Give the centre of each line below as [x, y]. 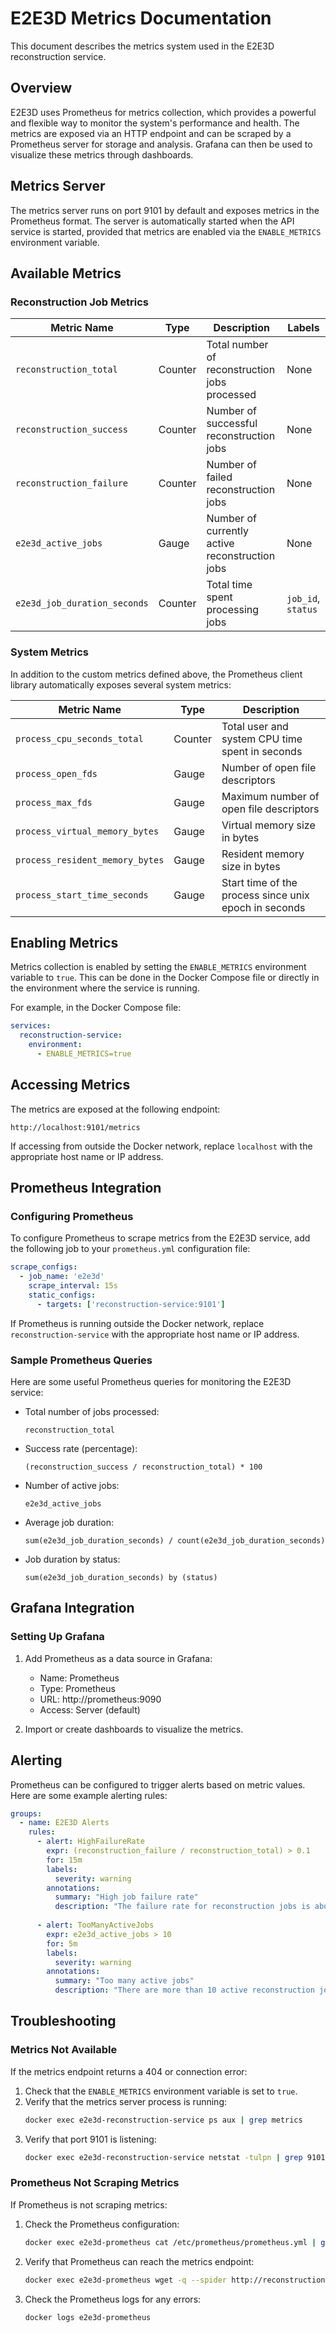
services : [31, 1026]
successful [232, 424]
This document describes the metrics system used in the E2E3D [142, 46]
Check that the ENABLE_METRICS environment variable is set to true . [161, 2091]
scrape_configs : [44, 1267]
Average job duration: [69, 1523]
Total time [229, 585]
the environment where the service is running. [105, 988]
